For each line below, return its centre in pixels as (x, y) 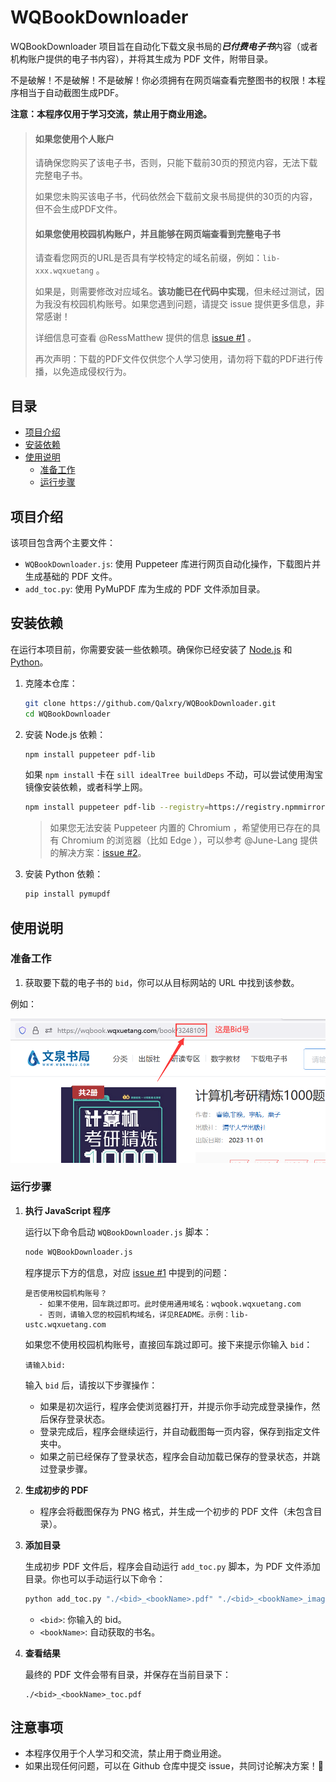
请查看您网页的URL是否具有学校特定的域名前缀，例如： (148, 258)
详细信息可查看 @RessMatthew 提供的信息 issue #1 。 (145, 338)
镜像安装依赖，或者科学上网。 (86, 787)
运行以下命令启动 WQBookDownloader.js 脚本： (118, 1232)
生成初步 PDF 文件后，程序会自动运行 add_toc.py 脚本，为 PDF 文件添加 (172, 1566)
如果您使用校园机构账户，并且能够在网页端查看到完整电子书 (157, 233)
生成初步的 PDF (56, 1490)
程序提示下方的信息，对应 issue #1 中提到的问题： (127, 1272)
